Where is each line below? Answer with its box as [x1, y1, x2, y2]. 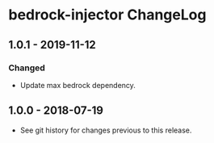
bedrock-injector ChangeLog [8, 6, 207, 24]
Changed [8, 62, 46, 74]
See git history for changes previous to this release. [19, 125, 192, 135]
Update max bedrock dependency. [19, 80, 136, 90]
